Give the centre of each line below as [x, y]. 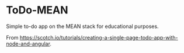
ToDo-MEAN [37, 10]
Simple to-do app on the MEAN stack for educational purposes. [82, 26]
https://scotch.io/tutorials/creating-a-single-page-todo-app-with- [99, 37]
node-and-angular [28, 44]
